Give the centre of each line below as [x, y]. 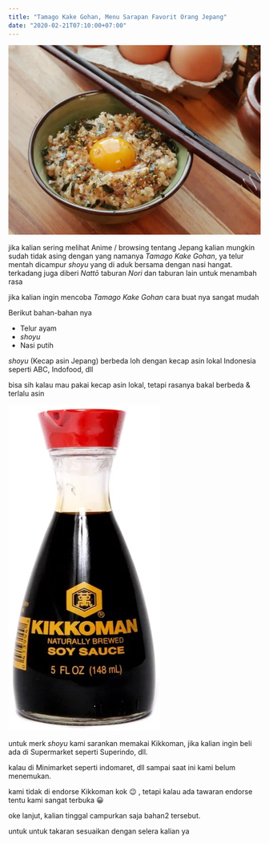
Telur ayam [38, 328]
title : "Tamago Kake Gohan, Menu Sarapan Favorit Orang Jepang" [118, 17]
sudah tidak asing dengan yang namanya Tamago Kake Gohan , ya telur [126, 256]
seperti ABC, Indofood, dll [51, 369]
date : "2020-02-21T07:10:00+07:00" [68, 25]
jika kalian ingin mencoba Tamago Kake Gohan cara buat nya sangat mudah [134, 297]
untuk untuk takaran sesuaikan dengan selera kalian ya [99, 831]
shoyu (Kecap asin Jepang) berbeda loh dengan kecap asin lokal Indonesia [132, 360]
